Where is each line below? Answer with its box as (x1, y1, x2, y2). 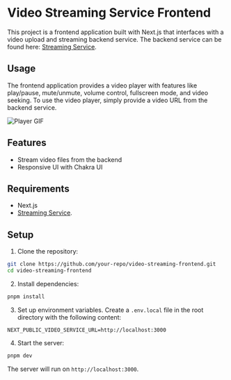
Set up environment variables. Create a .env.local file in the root (17, 306, 204, 314)
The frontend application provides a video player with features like (7, 81, 198, 90)
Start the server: (17, 338, 65, 347)
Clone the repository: (17, 247, 79, 256)
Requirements (7, 183, 70, 195)
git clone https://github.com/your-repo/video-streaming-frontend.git (7, 261, 216, 268)
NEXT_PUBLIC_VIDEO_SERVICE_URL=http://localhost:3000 (7, 327, 167, 333)
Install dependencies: (17, 279, 79, 288)
